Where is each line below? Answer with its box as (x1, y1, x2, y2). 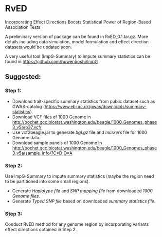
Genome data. (12, 134, 41, 140)
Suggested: (5, 73, 41, 81)
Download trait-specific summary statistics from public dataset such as (12, 98, 155, 104)
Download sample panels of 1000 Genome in (12, 140, 102, 146)
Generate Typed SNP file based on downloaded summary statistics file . (12, 198, 156, 204)
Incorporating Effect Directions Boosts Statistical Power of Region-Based (5, 19, 151, 25)
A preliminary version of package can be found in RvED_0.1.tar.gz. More (5, 34, 148, 39)
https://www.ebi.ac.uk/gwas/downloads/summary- (44, 103, 147, 109)
